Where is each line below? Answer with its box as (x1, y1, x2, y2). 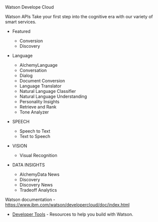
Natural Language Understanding (19, 93, 87, 99)
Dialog (19, 73, 33, 78)
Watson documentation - (5, 196, 55, 202)
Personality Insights (19, 99, 60, 105)
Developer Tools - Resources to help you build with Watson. (12, 211, 133, 217)
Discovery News (19, 182, 53, 188)
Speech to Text (19, 128, 51, 134)
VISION (12, 143, 27, 149)
